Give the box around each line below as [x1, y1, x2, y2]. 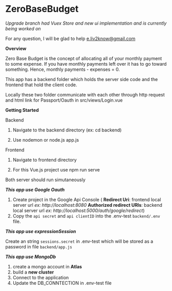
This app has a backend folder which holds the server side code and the [5, 76, 158, 82]
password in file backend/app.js [5, 243, 73, 249]
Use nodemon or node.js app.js [12, 137, 79, 143]
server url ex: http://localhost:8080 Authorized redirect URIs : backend [12, 202, 163, 208]
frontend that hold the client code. [5, 82, 77, 88]
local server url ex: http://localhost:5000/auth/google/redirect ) [12, 207, 145, 214]
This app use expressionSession [5, 228, 76, 234]
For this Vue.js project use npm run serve [12, 166, 100, 172]
